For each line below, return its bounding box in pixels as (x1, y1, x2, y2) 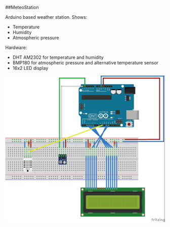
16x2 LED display (12, 65, 49, 71)
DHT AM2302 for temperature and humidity (12, 54, 104, 60)
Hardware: (5, 45, 27, 50)
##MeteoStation (5, 5, 39, 10)
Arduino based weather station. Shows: (5, 14, 88, 20)
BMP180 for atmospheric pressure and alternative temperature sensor (12, 60, 158, 65)
